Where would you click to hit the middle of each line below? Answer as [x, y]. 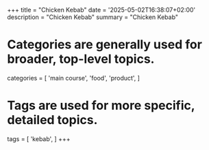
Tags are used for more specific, [101, 106]
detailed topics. [52, 120]
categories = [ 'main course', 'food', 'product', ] [74, 78]
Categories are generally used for [104, 45]
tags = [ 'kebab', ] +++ [39, 138]
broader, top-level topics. [81, 59]
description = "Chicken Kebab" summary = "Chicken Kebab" [93, 17]
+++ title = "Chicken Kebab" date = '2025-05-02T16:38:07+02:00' [101, 10]
